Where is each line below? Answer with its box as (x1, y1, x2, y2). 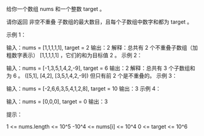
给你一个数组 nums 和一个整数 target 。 (6, 5, 105, 12)
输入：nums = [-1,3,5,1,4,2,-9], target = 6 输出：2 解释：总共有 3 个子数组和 (6, 64, 195, 72)
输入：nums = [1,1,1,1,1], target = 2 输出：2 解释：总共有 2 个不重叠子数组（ (6, 44, 193, 51)
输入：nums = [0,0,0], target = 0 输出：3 (6, 98, 108, 105)
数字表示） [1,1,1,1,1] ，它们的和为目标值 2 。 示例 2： (11, 52, 142, 59)
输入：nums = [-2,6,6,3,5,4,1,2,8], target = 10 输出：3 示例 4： (6, 85, 161, 92)
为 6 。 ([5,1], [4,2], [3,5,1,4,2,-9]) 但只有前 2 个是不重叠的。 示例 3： (6, 72, 178, 79)
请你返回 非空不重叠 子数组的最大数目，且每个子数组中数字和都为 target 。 (6, 18, 193, 25)
